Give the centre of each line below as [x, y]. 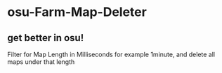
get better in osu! [46, 38]
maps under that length [41, 62]
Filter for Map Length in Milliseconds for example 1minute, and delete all [111, 54]
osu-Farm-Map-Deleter [77, 12]
